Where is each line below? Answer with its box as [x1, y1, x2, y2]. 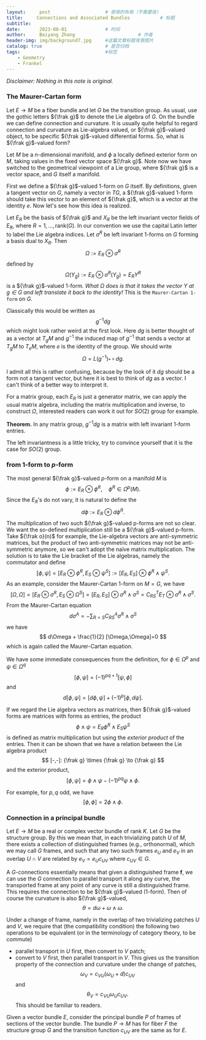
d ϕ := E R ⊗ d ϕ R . [81, 507, 125, 517]
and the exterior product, [6, 766, 69, 773]
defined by [6, 260, 34, 268]
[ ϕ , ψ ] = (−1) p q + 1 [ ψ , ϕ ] [74, 672, 132, 681]
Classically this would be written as [6, 307, 96, 314]
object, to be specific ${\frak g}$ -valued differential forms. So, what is [6, 133, 185, 140]
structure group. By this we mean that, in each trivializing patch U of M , [6, 834, 187, 841]
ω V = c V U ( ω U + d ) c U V [80, 970, 135, 979]
